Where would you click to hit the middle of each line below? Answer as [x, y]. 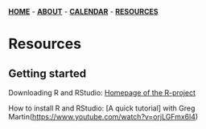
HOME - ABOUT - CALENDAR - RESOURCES [83, 12]
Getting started [47, 73]
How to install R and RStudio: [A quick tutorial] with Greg [102, 108]
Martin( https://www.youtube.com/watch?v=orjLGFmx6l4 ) [103, 117]
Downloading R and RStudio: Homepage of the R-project [102, 93]
